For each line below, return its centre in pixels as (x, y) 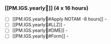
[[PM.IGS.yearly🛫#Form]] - (40, 36)
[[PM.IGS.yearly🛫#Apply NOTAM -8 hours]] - (59, 19)
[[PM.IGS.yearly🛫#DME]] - (40, 30)
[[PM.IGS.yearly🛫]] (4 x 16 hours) (47, 8)
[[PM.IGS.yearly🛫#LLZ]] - (39, 25)
